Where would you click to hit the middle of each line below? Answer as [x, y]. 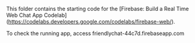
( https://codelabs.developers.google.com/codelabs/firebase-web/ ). [91, 21]
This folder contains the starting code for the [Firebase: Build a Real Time [97, 9]
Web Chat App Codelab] [37, 15]
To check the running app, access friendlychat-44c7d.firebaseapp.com [95, 33]
